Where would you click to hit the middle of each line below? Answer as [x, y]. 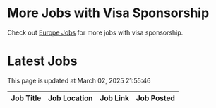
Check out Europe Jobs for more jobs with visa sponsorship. [95, 32]
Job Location [71, 98]
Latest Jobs [42, 61]
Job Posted [155, 98]
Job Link [114, 98]
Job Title [26, 98]
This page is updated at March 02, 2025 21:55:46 [79, 80]
